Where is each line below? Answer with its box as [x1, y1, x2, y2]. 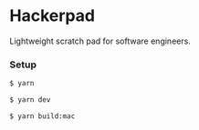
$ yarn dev [9, 95, 51, 105]
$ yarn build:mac [9, 111, 76, 121]
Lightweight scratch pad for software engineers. [9, 35, 192, 46]
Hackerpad [9, 5, 96, 26]
